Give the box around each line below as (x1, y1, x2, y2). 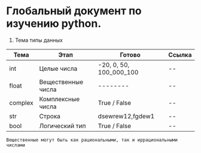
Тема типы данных (14, 36, 63, 43)
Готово (120, 51, 141, 59)
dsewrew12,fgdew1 (98, 112, 155, 120)
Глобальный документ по (6, 4, 142, 18)
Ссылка (168, 51, 192, 59)
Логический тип (39, 121, 86, 130)
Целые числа (39, 64, 78, 73)
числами (6, 142, 26, 148)
